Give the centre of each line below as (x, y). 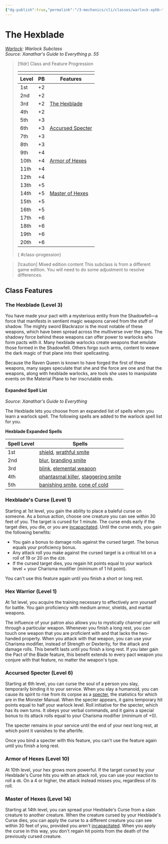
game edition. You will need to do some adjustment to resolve (81, 269)
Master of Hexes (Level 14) (38, 799)
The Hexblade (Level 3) (34, 305)
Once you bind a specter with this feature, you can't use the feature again (81, 741)
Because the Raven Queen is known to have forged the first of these (75, 363)
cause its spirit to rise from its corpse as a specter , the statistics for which (81, 695)
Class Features (29, 291)
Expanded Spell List (26, 390)
